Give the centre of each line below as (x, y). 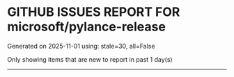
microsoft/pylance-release (86, 27)
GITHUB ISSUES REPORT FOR (94, 12)
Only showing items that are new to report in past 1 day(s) (90, 59)
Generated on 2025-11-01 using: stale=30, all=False (81, 46)
